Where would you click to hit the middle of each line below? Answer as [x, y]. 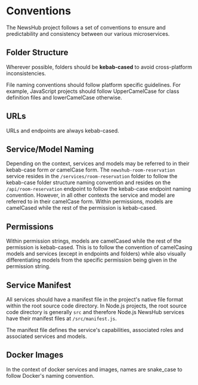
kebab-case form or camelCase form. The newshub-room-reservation [91, 170]
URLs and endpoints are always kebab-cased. [63, 131]
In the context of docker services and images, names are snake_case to [95, 369]
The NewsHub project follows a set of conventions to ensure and [86, 27]
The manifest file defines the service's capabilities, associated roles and [95, 330]
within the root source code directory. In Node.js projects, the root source [96, 306]
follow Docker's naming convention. [50, 375]
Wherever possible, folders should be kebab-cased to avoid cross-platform [99, 67]
